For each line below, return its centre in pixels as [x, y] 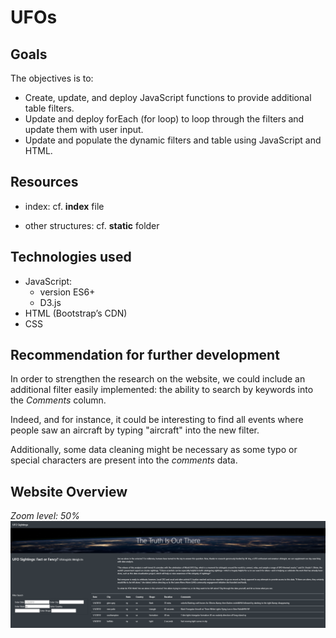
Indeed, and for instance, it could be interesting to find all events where [157, 420]
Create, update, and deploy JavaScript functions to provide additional [168, 97]
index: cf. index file [64, 206]
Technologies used [71, 257]
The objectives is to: [52, 78]
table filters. [49, 108]
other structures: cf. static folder [92, 225]
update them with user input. [84, 129]
